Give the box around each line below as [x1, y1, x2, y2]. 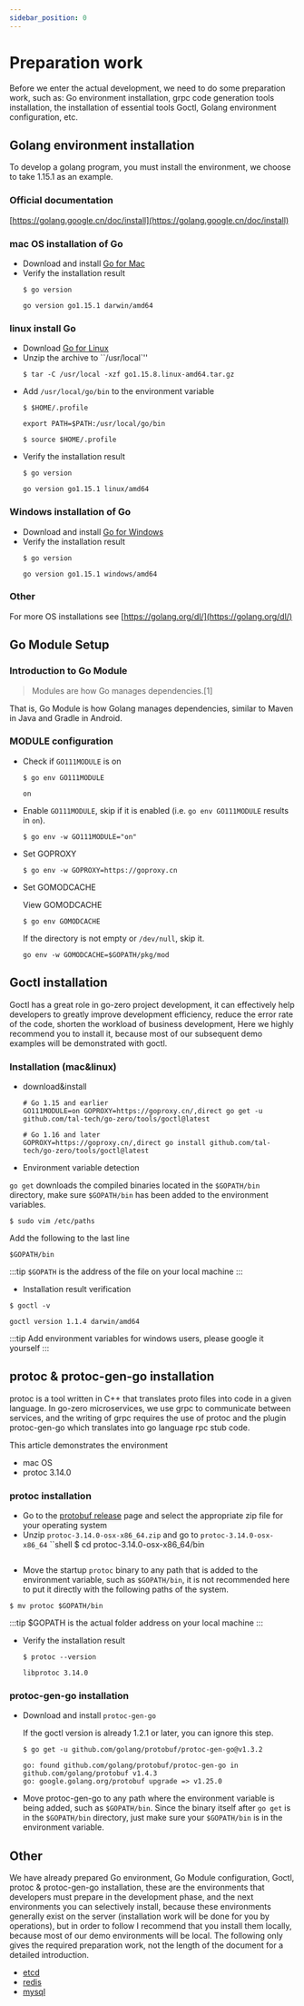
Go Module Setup [9, 637, 110, 653]
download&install [22, 1081, 87, 1092]
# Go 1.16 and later [22, 1130, 101, 1140]
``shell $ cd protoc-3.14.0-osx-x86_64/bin [49, 1539, 205, 1550]
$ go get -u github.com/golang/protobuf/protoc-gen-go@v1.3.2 [22, 1745, 263, 1754]
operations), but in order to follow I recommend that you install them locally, [9, 1921, 292, 1932]
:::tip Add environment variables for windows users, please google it [9, 1332, 264, 1344]
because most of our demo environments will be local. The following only [9, 1931, 283, 1942]
